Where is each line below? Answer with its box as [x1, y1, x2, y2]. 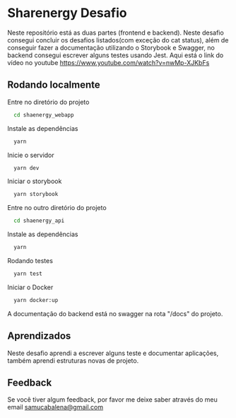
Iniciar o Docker [7, 283, 54, 291]
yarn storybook [13, 191, 59, 198]
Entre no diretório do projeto [7, 98, 90, 106]
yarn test [13, 270, 42, 277]
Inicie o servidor [7, 151, 54, 159]
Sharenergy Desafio [7, 5, 127, 21]
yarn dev [13, 164, 40, 171]
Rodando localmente [7, 79, 100, 91]
